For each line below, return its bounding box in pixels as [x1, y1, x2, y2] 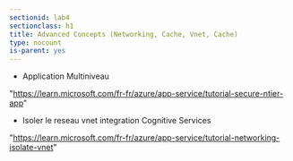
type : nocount [9, 38, 63, 47]
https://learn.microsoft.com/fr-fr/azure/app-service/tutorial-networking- [13, 132, 280, 143]
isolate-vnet [9, 142, 54, 153]
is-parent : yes [9, 47, 66, 55]
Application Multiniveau [22, 71, 110, 81]
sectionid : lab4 [9, 13, 70, 22]
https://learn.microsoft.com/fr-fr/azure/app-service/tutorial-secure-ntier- [13, 89, 284, 99]
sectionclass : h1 [9, 21, 74, 30]
